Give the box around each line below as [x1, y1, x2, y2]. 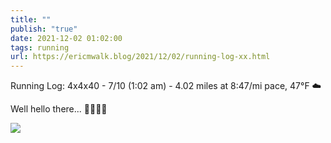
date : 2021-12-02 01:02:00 [10, 33, 123, 43]
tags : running [10, 42, 70, 53]
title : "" [10, 14, 52, 25]
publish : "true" [10, 24, 78, 34]
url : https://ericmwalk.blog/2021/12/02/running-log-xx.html [10, 52, 271, 62]
